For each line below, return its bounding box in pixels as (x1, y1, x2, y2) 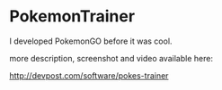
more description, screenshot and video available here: (9, 53, 214, 63)
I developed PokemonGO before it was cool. (9, 36, 173, 46)
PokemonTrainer (9, 6, 136, 27)
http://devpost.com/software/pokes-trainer (9, 70, 169, 81)
